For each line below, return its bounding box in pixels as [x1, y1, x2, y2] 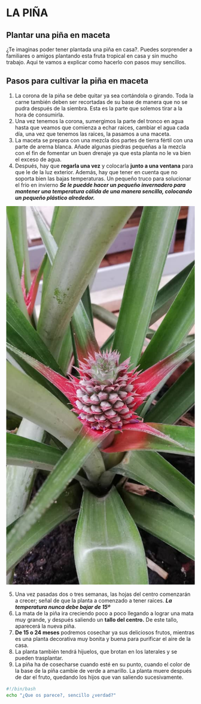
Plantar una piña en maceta [6, 30, 111, 40]
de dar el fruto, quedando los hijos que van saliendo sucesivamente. [14, 673, 184, 681]
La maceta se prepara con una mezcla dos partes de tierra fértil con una [14, 136, 193, 144]
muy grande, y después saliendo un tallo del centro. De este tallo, [14, 616, 178, 623]
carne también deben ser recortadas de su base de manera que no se [14, 98, 188, 105]
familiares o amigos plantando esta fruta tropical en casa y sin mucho [6, 52, 178, 59]
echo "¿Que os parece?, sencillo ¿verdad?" [6, 692, 117, 698]
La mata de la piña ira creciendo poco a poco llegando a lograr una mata [14, 610, 194, 617]
